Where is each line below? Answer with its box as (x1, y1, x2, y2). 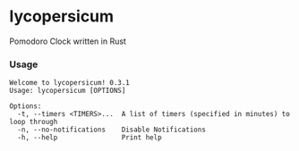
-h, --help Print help (17, 133, 163, 142)
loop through (9, 118, 58, 127)
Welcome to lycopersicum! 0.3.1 (9, 79, 130, 88)
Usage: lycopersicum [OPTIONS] (9, 87, 126, 96)
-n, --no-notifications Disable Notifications (17, 125, 206, 135)
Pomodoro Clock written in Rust (9, 36, 127, 46)
